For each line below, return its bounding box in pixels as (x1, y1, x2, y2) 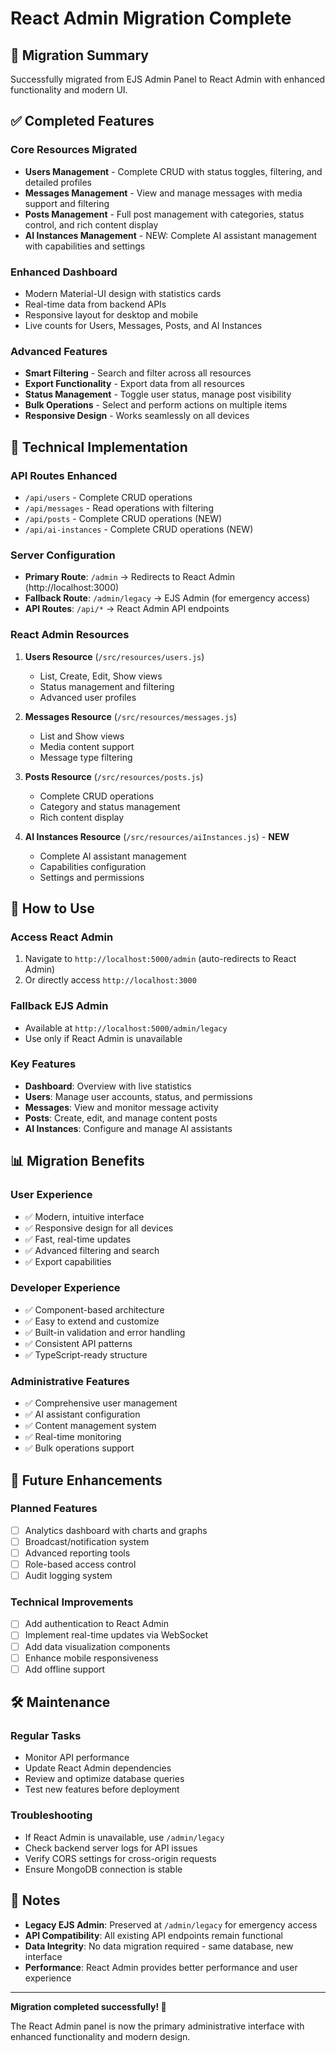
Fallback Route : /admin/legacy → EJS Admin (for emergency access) (24, 592, 311, 604)
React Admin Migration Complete (10, 7, 292, 30)
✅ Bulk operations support (24, 1442, 135, 1454)
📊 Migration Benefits (10, 1153, 145, 1170)
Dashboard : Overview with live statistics (24, 1080, 192, 1092)
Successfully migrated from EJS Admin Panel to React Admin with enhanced (10, 73, 326, 85)
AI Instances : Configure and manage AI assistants (24, 1122, 233, 1134)
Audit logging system (24, 1570, 113, 1582)
